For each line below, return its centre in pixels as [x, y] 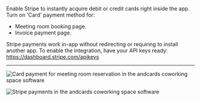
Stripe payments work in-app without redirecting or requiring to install [92, 44]
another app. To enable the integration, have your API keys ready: [87, 50]
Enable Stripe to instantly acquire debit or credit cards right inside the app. [98, 9]
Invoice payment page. [43, 33]
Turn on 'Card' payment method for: [51, 15]
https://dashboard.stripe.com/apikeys [53, 57]
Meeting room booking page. [51, 26]
